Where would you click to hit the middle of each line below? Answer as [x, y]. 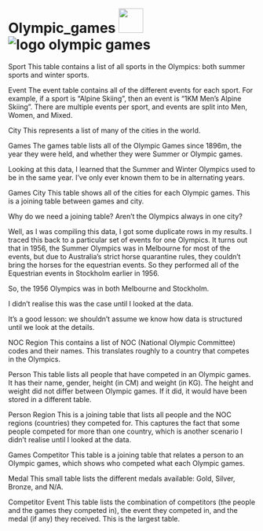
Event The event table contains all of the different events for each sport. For [131, 90]
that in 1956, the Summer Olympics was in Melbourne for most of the [119, 248]
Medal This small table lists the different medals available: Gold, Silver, [122, 478]
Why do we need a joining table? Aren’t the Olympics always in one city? [126, 216]
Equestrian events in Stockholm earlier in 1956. [84, 273]
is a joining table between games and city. [76, 201]
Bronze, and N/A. [36, 486]
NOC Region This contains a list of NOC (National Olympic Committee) [122, 342]
